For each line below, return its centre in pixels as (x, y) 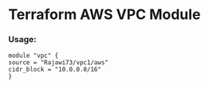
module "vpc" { (34, 56)
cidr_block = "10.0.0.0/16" (55, 70)
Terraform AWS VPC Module (104, 15)
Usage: (23, 40)
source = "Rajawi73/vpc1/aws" (59, 63)
